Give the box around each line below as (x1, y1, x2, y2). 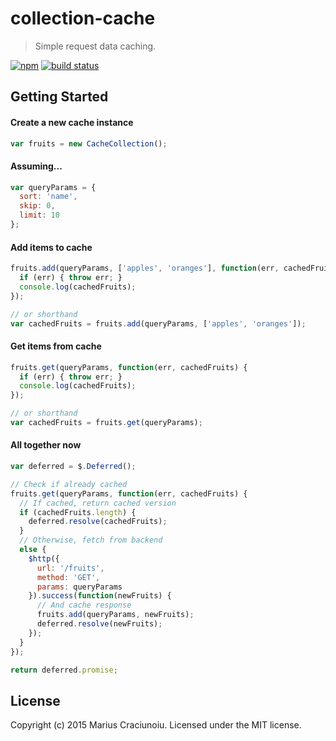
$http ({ (28, 553, 60, 564)
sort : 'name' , (19, 192, 78, 202)
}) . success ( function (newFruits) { (28, 591, 172, 601)
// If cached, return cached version (19, 498, 177, 508)
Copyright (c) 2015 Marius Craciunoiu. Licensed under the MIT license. (10, 719, 302, 731)
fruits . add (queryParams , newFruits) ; (36, 610, 195, 620)
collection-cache (10, 7, 156, 30)
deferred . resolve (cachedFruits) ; (28, 517, 168, 527)
